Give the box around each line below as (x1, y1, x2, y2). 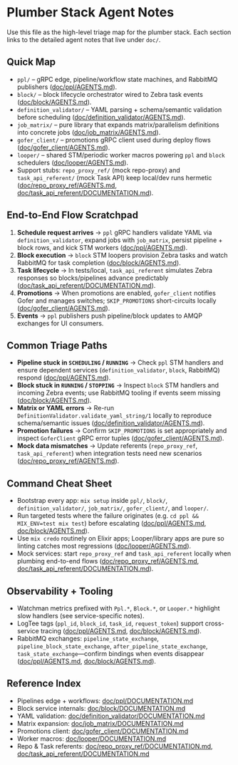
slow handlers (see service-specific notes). (16, 612, 145, 620)
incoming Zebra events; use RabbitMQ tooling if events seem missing (16, 389, 221, 397)
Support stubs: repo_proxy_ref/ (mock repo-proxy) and (16, 165, 181, 175)
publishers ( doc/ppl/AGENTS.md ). (16, 83, 118, 91)
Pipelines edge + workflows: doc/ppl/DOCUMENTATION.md (16, 696, 194, 705)
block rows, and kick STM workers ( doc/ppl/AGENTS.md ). (16, 243, 188, 251)
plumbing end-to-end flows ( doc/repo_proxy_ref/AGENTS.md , (16, 557, 200, 566)
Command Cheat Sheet (6, 477, 112, 489)
